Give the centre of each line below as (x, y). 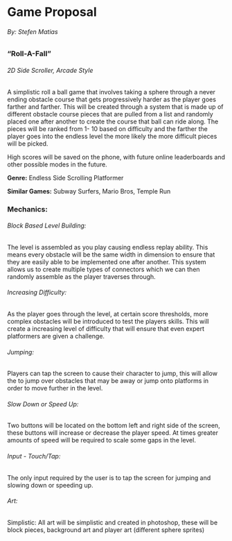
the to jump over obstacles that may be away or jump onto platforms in (108, 381)
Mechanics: (28, 209)
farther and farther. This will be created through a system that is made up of (115, 106)
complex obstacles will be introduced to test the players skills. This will (108, 321)
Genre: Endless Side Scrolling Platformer (65, 178)
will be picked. (28, 144)
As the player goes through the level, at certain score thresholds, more (108, 314)
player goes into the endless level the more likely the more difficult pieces (112, 136)
